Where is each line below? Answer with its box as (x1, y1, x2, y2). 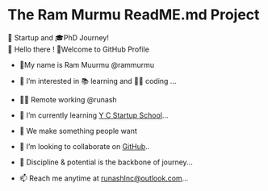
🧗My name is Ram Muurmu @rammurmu (19, 60, 155, 69)
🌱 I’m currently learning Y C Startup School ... (19, 110, 169, 120)
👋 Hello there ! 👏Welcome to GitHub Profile (7, 44, 150, 54)
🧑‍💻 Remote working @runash (19, 94, 118, 104)
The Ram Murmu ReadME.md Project (7, 6, 260, 24)
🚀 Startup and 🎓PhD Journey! (7, 32, 110, 42)
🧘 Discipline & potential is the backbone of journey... (19, 157, 193, 167)
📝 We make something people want (19, 126, 138, 135)
